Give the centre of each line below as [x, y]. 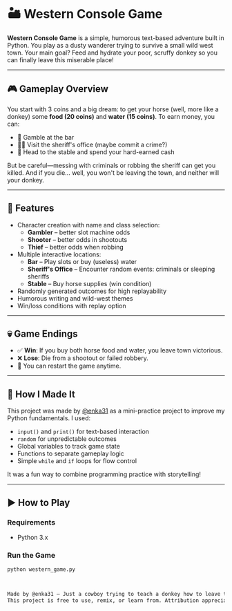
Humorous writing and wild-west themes [75, 298]
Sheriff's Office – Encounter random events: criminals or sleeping [121, 269]
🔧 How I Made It [41, 394]
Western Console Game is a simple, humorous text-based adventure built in [116, 38]
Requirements [31, 522]
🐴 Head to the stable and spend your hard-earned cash [96, 152]
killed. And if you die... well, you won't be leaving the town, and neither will [113, 172]
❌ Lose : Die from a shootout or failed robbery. [83, 358]
